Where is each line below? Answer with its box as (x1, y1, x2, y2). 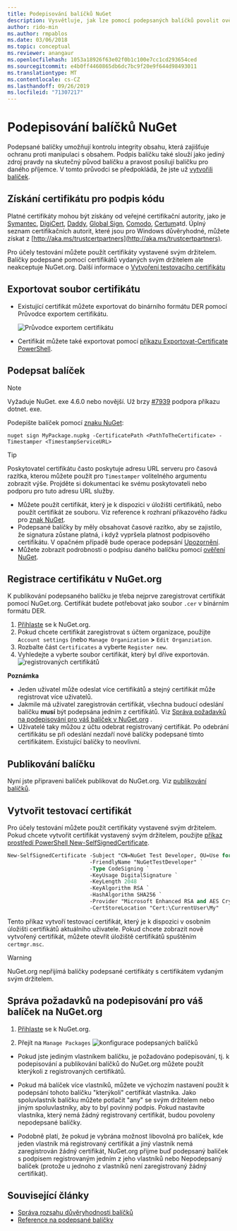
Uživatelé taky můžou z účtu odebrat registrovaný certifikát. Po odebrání (17, 723, 229, 731)
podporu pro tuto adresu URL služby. (7, 486, 115, 495)
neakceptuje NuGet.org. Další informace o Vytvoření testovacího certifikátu (7, 262, 226, 271)
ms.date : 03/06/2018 (7, 37, 68, 44)
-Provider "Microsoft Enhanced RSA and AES (89, 898, 219, 905)
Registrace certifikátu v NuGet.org (7, 572, 162, 585)
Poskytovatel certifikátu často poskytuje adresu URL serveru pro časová (7, 464, 217, 472)
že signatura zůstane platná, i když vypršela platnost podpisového (17, 530, 210, 539)
